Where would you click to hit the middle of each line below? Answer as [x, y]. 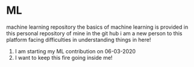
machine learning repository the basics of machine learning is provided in [97, 27]
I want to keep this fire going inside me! [64, 57]
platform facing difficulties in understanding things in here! [79, 39]
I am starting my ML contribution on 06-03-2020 [75, 51]
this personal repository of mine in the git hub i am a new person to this [94, 33]
